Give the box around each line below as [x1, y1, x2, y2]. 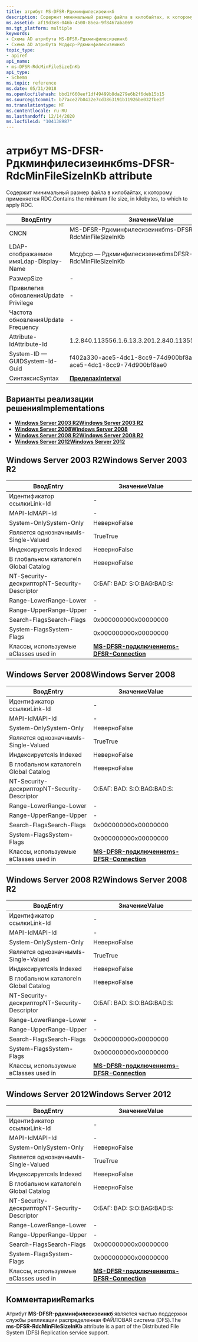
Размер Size [9, 275, 43, 283]
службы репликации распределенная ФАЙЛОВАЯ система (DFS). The [6, 1316, 181, 1323]
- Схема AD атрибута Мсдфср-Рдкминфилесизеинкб [6, 42, 126, 48]
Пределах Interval [70, 374, 121, 382]
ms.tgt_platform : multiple [6, 25, 72, 31]
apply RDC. [6, 202, 34, 209]
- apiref [6, 53, 28, 59]
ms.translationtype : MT [6, 102, 65, 108]
